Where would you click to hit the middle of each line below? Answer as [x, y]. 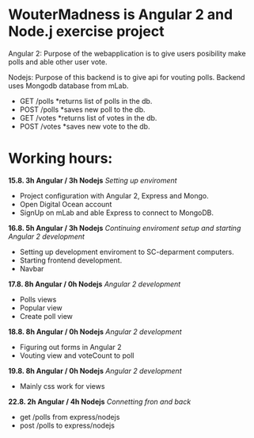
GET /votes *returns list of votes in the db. [88, 117]
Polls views [38, 299]
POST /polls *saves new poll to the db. [82, 109]
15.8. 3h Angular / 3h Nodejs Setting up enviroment [93, 180]
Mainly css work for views [62, 386]
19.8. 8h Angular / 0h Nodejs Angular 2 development [95, 371]
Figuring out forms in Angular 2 [70, 347]
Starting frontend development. [71, 260]
